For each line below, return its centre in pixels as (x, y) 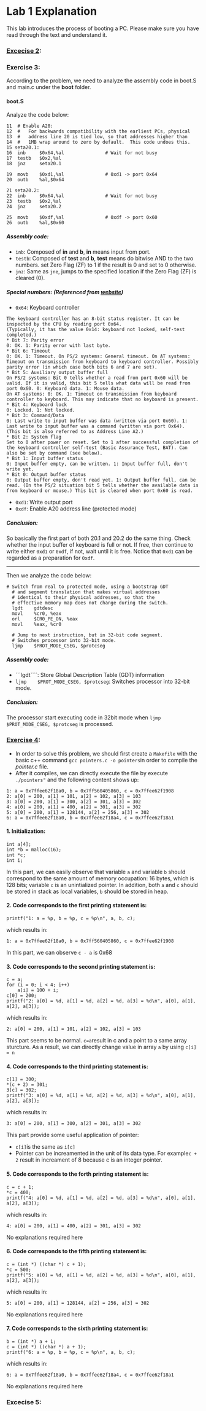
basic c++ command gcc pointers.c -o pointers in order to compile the (106, 760)
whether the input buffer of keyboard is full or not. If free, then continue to (100, 545)
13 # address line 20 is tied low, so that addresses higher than (97, 137)
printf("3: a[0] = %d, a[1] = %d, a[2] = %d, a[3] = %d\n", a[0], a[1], (101, 1096)
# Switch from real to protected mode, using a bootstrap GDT (87, 587)
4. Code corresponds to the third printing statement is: (77, 1066)
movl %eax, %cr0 (37, 625)
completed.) (21, 335)
